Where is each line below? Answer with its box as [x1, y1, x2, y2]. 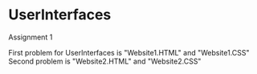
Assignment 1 [8, 32, 53, 42]
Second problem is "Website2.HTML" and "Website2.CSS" [8, 56, 202, 66]
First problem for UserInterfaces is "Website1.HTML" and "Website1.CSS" [8, 47, 251, 57]
